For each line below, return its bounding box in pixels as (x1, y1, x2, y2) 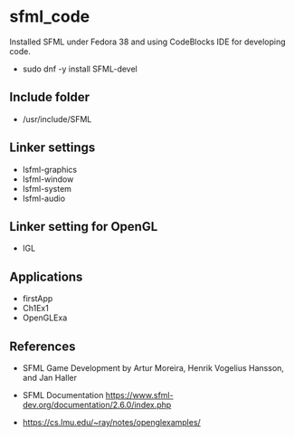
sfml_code (9, 6, 90, 27)
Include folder (9, 90, 90, 105)
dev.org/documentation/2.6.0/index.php (22, 400, 172, 410)
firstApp (22, 293, 53, 304)
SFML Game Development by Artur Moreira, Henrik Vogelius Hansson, (22, 363, 285, 373)
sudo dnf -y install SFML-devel (22, 63, 138, 74)
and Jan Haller (22, 373, 77, 383)
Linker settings (9, 140, 96, 156)
